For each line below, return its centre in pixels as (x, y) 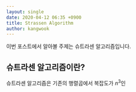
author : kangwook (28, 29)
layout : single (25, 12)
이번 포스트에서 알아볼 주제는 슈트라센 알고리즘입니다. (69, 46)
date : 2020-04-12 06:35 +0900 (44, 17)
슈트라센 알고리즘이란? (46, 67)
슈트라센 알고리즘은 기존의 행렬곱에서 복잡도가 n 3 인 (66, 83)
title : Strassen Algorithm (40, 23)
